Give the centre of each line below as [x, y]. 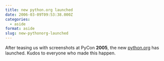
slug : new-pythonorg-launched [37, 33]
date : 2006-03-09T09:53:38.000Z [39, 15]
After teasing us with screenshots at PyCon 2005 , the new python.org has [82, 48]
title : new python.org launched [39, 10]
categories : [18, 19]
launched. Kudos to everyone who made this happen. [60, 53]
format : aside [20, 29]
